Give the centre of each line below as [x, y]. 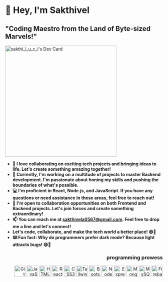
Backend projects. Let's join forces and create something [73, 208]
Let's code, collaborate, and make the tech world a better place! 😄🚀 [84, 232]
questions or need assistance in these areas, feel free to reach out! [83, 198]
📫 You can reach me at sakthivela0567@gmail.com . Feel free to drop [86, 219]
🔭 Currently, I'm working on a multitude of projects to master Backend [86, 174]
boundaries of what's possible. [45, 185]
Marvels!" [21, 36]
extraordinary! [28, 214]
